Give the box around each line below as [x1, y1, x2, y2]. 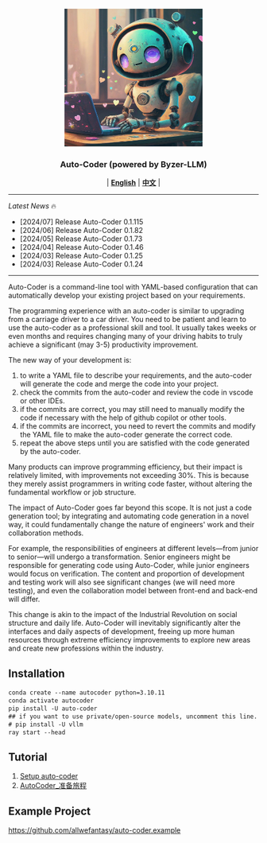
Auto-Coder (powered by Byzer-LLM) [60, 159, 207, 170]
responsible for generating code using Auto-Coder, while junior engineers [8, 561, 250, 570]
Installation [8, 666, 65, 680]
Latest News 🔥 [8, 201, 57, 211]
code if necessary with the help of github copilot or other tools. [19, 413, 226, 422]
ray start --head [8, 728, 66, 736]
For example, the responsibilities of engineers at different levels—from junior [8, 544, 259, 554]
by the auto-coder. [19, 447, 81, 456]
